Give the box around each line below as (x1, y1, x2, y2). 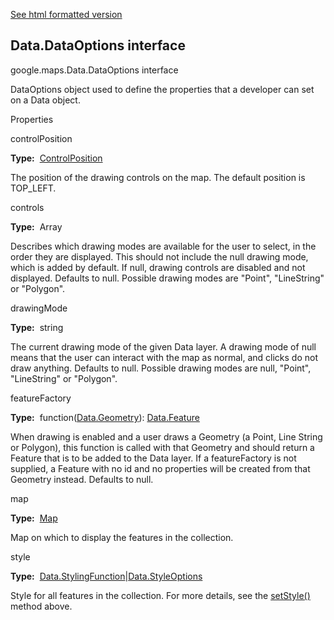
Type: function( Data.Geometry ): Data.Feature (10, 411, 200, 423)
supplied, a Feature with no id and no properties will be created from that (10, 462, 311, 474)
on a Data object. (10, 94, 81, 106)
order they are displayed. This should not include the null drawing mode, (10, 250, 309, 263)
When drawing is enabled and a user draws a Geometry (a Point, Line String (10, 430, 323, 443)
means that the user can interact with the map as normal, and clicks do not (10, 351, 319, 363)
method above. (10, 600, 73, 612)
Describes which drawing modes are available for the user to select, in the (10, 240, 317, 252)
